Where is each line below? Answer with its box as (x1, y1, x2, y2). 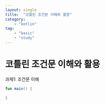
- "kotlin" (14, 21, 37, 27)
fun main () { (5, 86, 32, 91)
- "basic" (14, 31, 35, 36)
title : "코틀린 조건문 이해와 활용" (5, 12, 72, 17)
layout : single (5, 7, 37, 13)
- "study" (14, 36, 35, 41)
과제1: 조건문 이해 (5, 76, 39, 82)
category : (5, 17, 26, 22)
